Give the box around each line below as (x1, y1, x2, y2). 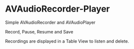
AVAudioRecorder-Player (5, 3, 110, 15)
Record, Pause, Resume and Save (5, 29, 74, 34)
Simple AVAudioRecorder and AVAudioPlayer (5, 19, 96, 25)
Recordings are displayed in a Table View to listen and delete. (5, 38, 129, 44)
